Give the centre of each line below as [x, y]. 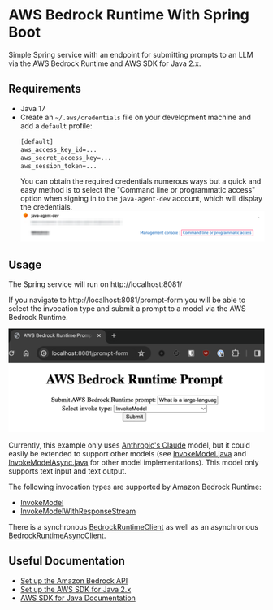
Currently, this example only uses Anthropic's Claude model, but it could [129, 445]
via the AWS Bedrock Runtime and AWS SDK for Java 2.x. [105, 63]
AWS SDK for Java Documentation [78, 598]
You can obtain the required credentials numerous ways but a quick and [141, 181]
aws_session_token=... [58, 166]
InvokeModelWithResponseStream [78, 511]
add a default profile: [56, 125]
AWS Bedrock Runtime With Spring [129, 15]
